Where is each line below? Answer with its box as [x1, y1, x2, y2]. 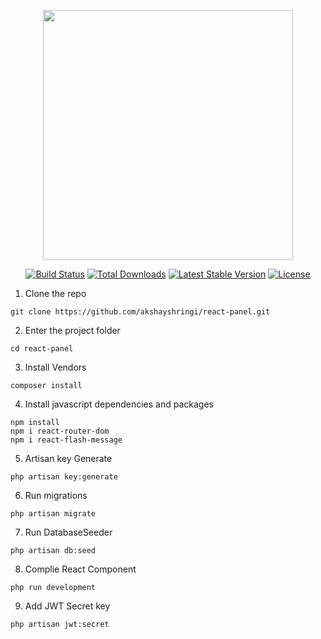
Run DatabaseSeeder [24, 526, 113, 538]
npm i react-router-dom [10, 426, 110, 436]
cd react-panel [10, 344, 74, 354]
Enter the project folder [24, 325, 121, 336]
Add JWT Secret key [24, 600, 111, 612]
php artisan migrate [10, 509, 97, 519]
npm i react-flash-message [10, 435, 123, 445]
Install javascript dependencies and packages [24, 398, 214, 410]
